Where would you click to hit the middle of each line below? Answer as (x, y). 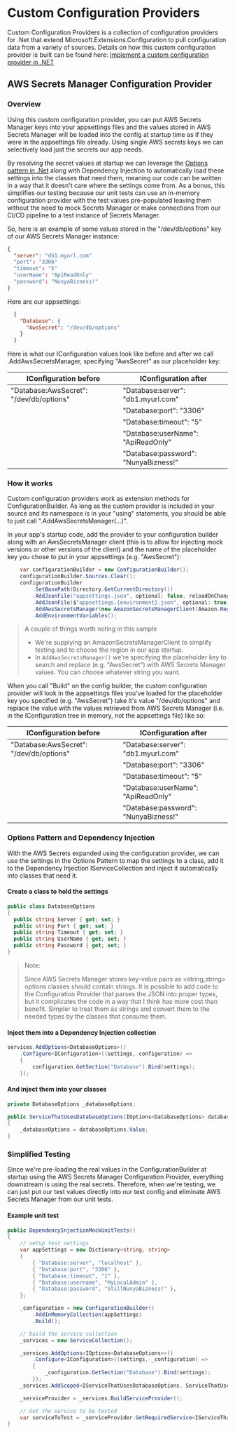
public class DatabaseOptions (51, 906)
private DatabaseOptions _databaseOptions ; (72, 1104)
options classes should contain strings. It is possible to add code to (121, 986)
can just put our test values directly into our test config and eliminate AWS (114, 1192)
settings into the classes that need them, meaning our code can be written (114, 177)
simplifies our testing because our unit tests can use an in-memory (104, 193)
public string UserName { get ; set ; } (70, 939)
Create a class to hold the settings (58, 892)
